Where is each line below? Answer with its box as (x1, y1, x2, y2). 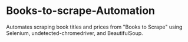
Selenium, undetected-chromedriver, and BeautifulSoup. (6, 29, 143, 36)
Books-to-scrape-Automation (6, 4, 155, 17)
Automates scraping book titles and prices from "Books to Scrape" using (6, 23, 183, 30)
